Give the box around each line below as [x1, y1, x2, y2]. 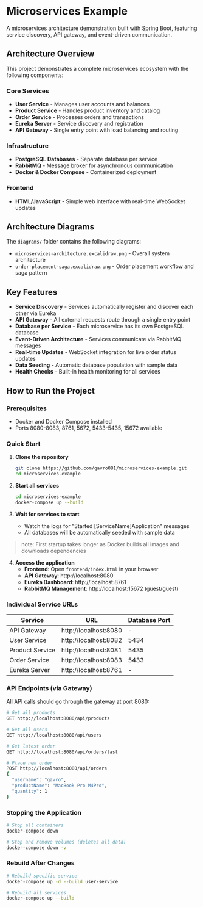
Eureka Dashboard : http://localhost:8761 [24, 578, 126, 585]
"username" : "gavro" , [12, 777, 67, 783]
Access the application [15, 558, 75, 566]
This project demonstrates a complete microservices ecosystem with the [6, 65, 189, 72]
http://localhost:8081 [61, 646, 123, 654]
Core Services [6, 87, 50, 95]
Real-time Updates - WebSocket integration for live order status [15, 349, 176, 356]
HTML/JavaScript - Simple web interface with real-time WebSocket [15, 197, 185, 205]
